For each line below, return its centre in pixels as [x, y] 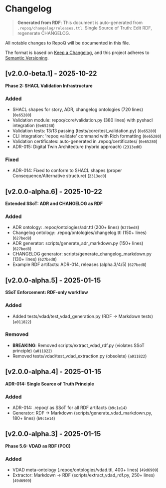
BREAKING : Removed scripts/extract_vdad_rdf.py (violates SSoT [78, 345]
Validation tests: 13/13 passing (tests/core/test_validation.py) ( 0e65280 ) [84, 131]
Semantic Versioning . [27, 57]
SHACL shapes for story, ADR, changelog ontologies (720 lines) [78, 109]
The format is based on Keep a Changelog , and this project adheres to [77, 52]
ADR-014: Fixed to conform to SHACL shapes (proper [67, 170]
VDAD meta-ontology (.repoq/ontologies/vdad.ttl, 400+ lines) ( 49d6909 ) [85, 470]
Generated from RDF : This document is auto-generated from [80, 22]
